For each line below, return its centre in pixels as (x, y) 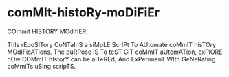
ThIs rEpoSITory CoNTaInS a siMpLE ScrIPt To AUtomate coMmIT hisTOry (112, 44)
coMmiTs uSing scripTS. (42, 66)
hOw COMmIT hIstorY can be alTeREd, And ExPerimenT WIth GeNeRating (111, 59)
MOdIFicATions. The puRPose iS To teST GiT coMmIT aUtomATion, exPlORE (115, 52)
